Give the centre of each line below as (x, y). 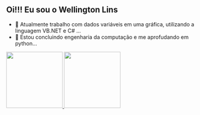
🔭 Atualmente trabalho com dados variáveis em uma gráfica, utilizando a (105, 24)
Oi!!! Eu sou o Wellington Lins (62, 10)
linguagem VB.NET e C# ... (48, 31)
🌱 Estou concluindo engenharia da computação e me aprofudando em (102, 37)
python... (26, 43)
